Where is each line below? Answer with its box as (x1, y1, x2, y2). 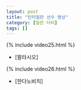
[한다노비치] (14, 78, 43, 85)
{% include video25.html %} (6, 41, 76, 49)
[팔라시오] (14, 54, 39, 61)
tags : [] (6, 25, 28, 31)
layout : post (6, 8, 39, 15)
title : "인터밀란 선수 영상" (6, 14, 68, 20)
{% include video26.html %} (6, 66, 76, 73)
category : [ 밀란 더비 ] (6, 20, 58, 25)
